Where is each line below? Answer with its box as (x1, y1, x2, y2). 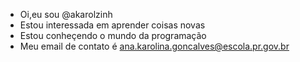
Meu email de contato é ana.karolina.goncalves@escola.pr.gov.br (19, 40, 290, 52)
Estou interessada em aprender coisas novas (19, 19, 206, 31)
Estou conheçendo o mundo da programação (19, 30, 207, 41)
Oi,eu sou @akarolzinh (19, 9, 113, 20)
